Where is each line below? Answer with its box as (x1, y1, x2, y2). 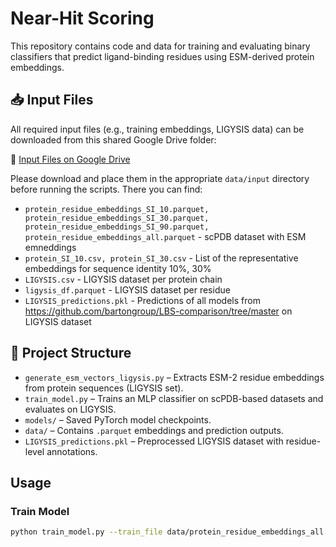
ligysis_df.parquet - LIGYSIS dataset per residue (24, 283, 231, 296)
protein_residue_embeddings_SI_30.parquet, (24, 213, 210, 223)
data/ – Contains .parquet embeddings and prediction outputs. (24, 424, 284, 436)
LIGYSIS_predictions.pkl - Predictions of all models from (24, 294, 261, 306)
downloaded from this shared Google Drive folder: (10, 133, 217, 146)
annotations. (46, 445, 98, 457)
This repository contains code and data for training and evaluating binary (10, 40, 311, 52)
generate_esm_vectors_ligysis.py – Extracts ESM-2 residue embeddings (24, 371, 325, 383)
